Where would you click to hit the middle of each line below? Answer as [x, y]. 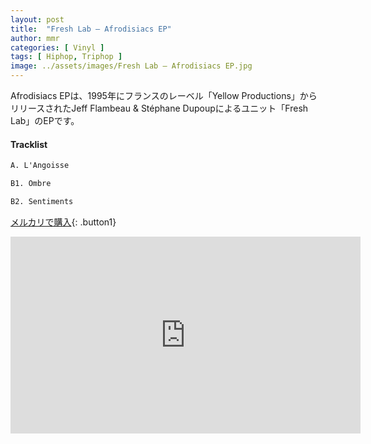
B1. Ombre [31, 184]
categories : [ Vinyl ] [57, 47]
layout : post [37, 19]
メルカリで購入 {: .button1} [63, 222]
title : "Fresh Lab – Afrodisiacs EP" [91, 29]
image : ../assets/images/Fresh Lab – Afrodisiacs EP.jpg [131, 66]
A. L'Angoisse [40, 166]
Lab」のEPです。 [45, 120]
